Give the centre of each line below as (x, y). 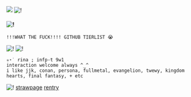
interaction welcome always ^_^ (47, 65)
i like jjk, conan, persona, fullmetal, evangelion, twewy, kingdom (95, 71)
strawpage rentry (37, 87)
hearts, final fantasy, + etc (45, 76)
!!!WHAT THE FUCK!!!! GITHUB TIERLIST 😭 (60, 37)
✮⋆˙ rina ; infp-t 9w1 (35, 60)
